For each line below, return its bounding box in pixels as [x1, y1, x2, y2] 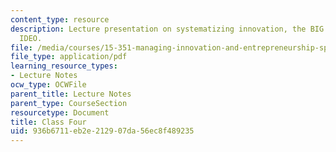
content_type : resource [10, 14, 110, 25]
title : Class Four [10, 117, 87, 127]
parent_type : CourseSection [10, 98, 128, 108]
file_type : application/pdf [10, 52, 128, 62]
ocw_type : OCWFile [10, 80, 87, 90]
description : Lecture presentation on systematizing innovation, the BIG [10, 24, 325, 34]
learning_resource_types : [10, 61, 118, 71]
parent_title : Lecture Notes [10, 89, 132, 99]
